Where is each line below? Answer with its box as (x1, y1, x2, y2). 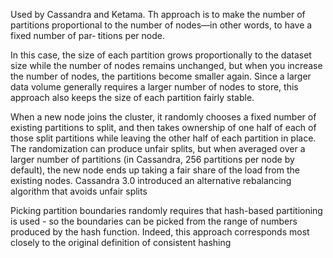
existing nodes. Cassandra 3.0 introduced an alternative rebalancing (10, 175, 292, 186)
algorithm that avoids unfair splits (10, 185, 148, 197)
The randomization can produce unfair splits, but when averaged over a (10, 143, 306, 154)
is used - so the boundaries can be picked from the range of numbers (10, 215, 298, 227)
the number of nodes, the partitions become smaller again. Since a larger (10, 70, 312, 82)
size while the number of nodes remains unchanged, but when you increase (10, 60, 323, 71)
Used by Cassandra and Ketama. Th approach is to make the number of (10, 9, 306, 20)
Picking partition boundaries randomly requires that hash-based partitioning (10, 205, 323, 216)
